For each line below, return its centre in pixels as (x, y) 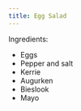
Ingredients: (28, 39)
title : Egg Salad (38, 16)
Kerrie (30, 72)
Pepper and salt (47, 63)
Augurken (36, 80)
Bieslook (34, 89)
